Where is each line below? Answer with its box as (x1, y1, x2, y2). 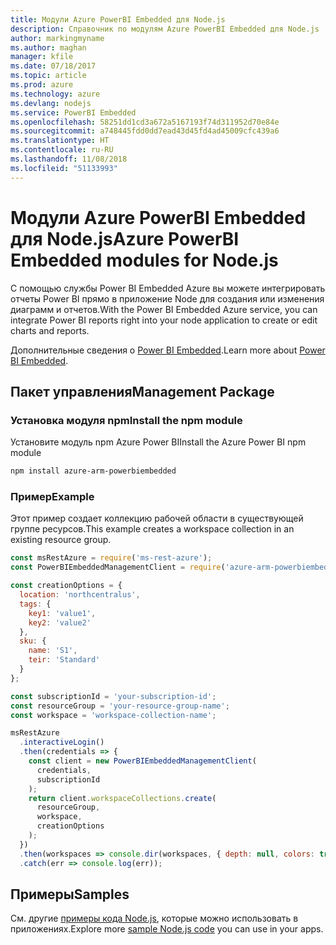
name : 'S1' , (28, 646, 78, 656)
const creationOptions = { (10, 581, 123, 591)
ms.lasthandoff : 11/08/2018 (10, 154, 128, 164)
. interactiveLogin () (19, 737, 105, 748)
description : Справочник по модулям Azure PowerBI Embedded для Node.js (10, 24, 320, 34)
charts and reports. (10, 324, 90, 336)
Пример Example (10, 490, 95, 504)
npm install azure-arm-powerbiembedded (10, 466, 177, 476)
